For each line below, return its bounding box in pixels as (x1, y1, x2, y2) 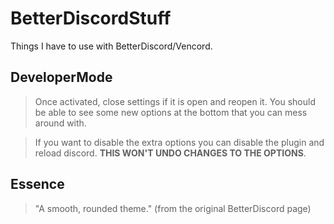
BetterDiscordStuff (10, 7, 172, 30)
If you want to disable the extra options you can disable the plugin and (34, 136, 325, 148)
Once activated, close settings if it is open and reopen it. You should (34, 95, 317, 107)
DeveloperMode (10, 69, 113, 86)
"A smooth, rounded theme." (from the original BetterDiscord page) (34, 202, 312, 214)
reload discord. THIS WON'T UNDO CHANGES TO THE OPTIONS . (34, 147, 307, 159)
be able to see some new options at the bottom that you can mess (34, 106, 308, 118)
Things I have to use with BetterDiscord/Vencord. (10, 40, 213, 52)
